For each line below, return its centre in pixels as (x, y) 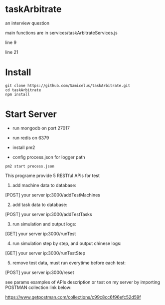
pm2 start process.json (30, 166)
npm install (17, 94)
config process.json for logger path (49, 157)
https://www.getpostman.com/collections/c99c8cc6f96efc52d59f (73, 297)
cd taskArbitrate (23, 90)
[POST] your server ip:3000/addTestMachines (53, 195)
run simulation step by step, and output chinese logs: (67, 243)
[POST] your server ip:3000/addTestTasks (49, 214)
